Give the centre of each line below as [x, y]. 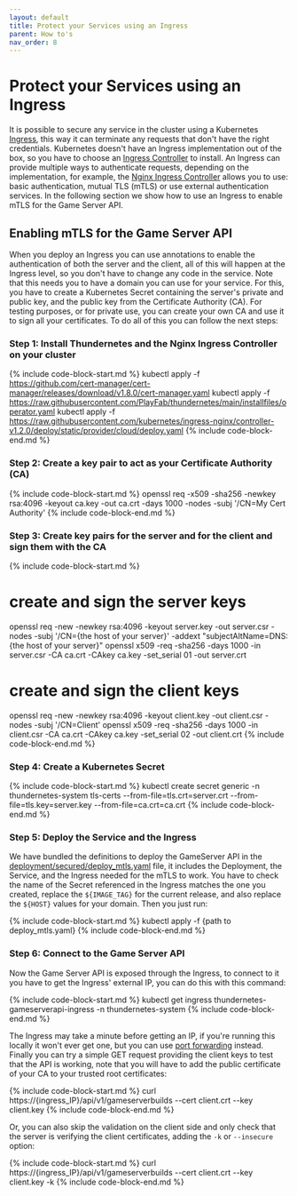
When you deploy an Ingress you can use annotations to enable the [132, 255]
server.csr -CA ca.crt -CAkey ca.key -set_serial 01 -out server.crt [128, 655]
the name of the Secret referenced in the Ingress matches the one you [137, 885]
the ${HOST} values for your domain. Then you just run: [109, 904]
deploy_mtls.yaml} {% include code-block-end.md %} [107, 930]
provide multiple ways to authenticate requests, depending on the [129, 167]
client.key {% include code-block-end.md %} [92, 1109]
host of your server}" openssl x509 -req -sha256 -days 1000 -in [144, 645]
